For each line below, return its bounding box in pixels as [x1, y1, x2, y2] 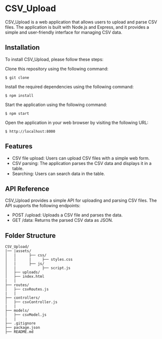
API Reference [5, 184, 50, 193]
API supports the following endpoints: [5, 203, 80, 209]
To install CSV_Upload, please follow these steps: [5, 56, 104, 62]
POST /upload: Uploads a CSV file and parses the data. [12, 212, 123, 218]
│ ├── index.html [5, 274, 45, 279]
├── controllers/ [5, 295, 40, 301]
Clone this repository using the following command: [5, 66, 108, 71]
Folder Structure [5, 232, 56, 240]
